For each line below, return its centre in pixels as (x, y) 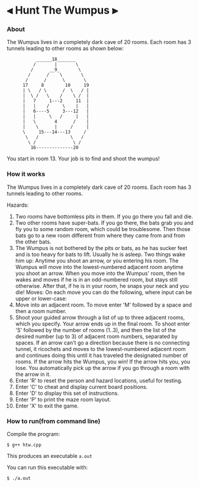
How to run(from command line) (54, 421)
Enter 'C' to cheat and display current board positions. (81, 387)
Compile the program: (33, 434)
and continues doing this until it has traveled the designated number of (102, 355)
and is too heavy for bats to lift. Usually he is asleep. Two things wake (100, 254)
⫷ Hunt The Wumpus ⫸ (62, 10)
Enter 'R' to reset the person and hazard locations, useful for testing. (99, 380)
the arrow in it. (33, 374)
